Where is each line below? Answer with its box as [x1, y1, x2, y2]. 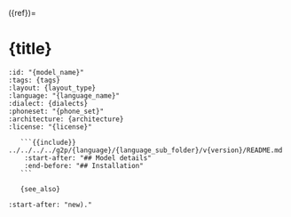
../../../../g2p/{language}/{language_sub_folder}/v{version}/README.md [8, 146, 283, 155]
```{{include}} [20, 138, 76, 147]
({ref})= [8, 8, 36, 18]
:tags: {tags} [8, 76, 61, 84]
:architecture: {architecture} [8, 115, 124, 124]
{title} [8, 39, 52, 59]
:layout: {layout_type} [8, 84, 97, 92]
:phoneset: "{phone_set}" [8, 107, 104, 116]
